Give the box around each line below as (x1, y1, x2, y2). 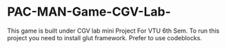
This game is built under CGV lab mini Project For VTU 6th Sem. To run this (7, 27, 220, 35)
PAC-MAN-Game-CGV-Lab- (7, 4, 171, 20)
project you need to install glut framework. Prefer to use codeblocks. (7, 33, 202, 42)
